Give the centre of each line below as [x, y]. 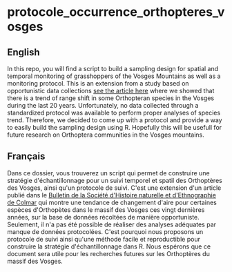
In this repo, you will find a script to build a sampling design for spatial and [113, 69]
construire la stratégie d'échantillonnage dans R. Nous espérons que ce [109, 246]
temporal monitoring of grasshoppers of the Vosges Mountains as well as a [114, 76]
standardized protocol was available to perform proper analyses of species [114, 113]
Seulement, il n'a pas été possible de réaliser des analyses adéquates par [112, 224]
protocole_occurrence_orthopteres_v [116, 12]
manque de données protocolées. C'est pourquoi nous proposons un [105, 231]
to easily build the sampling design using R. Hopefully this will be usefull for [115, 127]
